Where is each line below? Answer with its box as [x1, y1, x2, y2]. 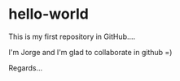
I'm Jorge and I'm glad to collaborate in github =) [8, 47, 173, 57]
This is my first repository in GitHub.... [8, 32, 136, 41]
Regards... [8, 62, 43, 73]
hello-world [8, 5, 90, 23]
